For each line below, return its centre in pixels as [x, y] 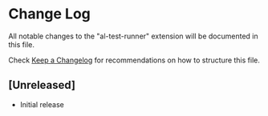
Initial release [42, 104]
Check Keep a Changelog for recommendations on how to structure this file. [134, 60]
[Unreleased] [42, 85]
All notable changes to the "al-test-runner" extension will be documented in [133, 36]
